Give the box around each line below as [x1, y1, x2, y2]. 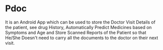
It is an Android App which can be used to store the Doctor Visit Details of [5, 19, 156, 25]
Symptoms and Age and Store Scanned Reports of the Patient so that [5, 29, 147, 35]
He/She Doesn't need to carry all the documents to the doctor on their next [5, 35, 159, 41]
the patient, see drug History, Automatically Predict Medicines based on [5, 24, 152, 30]
